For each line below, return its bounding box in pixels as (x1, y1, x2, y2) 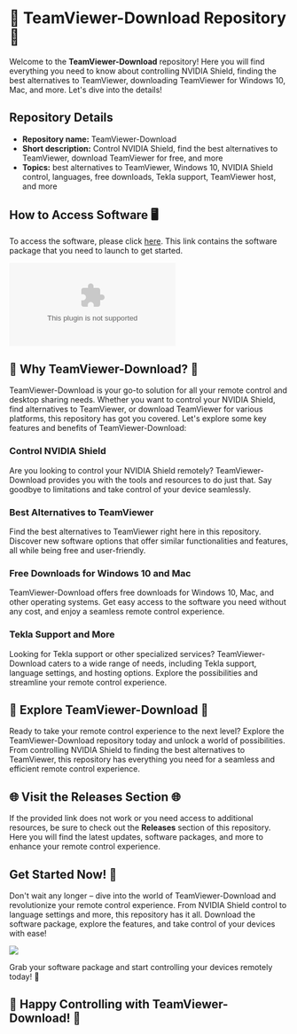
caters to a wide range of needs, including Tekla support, (48, 658, 257, 669)
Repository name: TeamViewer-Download (21, 133, 177, 145)
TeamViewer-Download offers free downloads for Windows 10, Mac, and (9, 587, 275, 598)
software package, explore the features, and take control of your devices (9, 919, 276, 929)
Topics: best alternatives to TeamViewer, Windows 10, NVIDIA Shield (21, 161, 273, 172)
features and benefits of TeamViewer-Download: (9, 423, 187, 434)
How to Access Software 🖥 (9, 208, 159, 223)
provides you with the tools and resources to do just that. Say (48, 474, 272, 485)
